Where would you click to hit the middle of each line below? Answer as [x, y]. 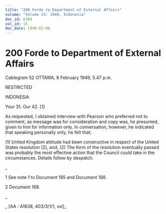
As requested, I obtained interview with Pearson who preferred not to [76, 116]
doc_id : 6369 [19, 19]
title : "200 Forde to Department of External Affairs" [63, 10]
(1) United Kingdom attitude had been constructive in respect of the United [82, 142]
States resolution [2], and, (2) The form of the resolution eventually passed [82, 147]
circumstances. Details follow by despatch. [49, 158]
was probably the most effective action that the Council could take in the [80, 152]
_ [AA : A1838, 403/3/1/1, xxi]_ [36, 206]
